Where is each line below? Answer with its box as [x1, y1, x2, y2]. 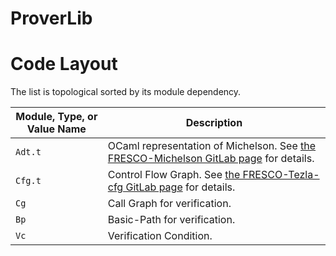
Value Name [26, 122, 87, 136]
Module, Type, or [15, 110, 98, 124]
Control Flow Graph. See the [107, 168, 241, 182]
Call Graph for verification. [107, 197, 232, 211]
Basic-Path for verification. [107, 213, 236, 227]
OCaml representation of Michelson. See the [107, 139, 317, 153]
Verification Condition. [107, 229, 213, 243]
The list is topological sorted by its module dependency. [10, 86, 242, 98]
